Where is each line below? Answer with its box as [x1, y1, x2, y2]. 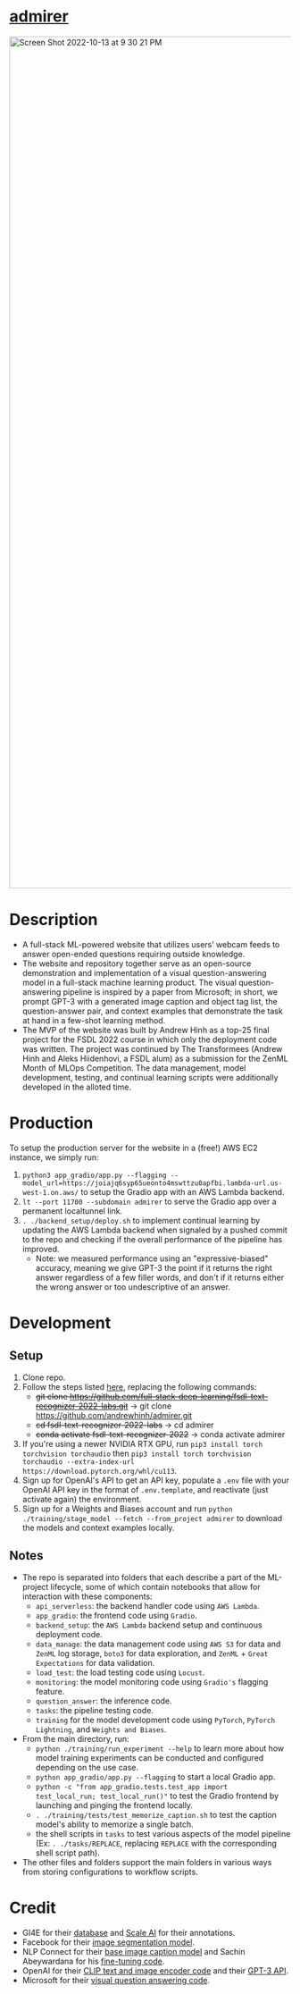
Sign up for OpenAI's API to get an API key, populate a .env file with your [21, 1475, 290, 1485]
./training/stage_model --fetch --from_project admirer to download [21, 1512, 283, 1523]
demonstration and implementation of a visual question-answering [21, 967, 267, 978]
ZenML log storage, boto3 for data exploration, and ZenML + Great [35, 1647, 269, 1659]
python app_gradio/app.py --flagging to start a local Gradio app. [35, 1771, 276, 1782]
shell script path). [35, 1847, 100, 1858]
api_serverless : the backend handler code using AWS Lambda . [35, 1600, 260, 1611]
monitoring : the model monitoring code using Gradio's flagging [35, 1676, 269, 1687]
